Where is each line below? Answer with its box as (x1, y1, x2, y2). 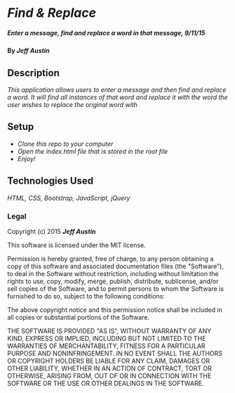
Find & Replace (7, 5, 97, 21)
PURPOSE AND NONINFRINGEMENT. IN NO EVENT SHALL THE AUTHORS (7, 349, 223, 357)
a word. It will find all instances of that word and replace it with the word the (7, 93, 228, 101)
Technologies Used (7, 175, 93, 187)
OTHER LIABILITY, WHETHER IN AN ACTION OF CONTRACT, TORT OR (7, 364, 212, 373)
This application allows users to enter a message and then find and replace (7, 85, 227, 94)
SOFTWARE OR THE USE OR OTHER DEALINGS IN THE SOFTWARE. (7, 379, 204, 387)
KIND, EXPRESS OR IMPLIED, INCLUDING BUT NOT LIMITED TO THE (7, 334, 206, 342)
